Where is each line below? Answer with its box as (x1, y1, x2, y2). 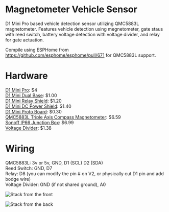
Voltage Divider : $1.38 (5, 125, 52, 131)
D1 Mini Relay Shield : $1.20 (5, 98, 62, 104)
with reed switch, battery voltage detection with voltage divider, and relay (5, 31, 160, 37)
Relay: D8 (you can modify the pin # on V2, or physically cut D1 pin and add (5, 170, 164, 177)
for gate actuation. (5, 37, 44, 43)
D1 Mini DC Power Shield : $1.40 (5, 103, 71, 109)
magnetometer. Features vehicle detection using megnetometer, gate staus (5, 26, 163, 32)
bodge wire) (5, 176, 31, 182)
